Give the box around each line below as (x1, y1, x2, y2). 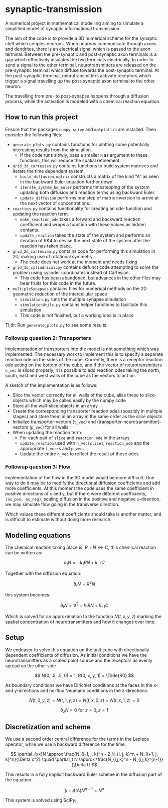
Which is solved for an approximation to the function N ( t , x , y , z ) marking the (5, 613, 162, 619)
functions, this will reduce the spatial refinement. (20, 157, 121, 163)
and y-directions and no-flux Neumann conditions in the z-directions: (5, 687, 148, 693)
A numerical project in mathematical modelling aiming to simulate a (5, 20, 144, 26)
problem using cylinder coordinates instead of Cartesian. (12, 269, 130, 275)
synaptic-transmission (5, 4, 102, 15)
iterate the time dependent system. (12, 168, 85, 174)
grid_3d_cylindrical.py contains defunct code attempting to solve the (12, 264, 159, 270)
